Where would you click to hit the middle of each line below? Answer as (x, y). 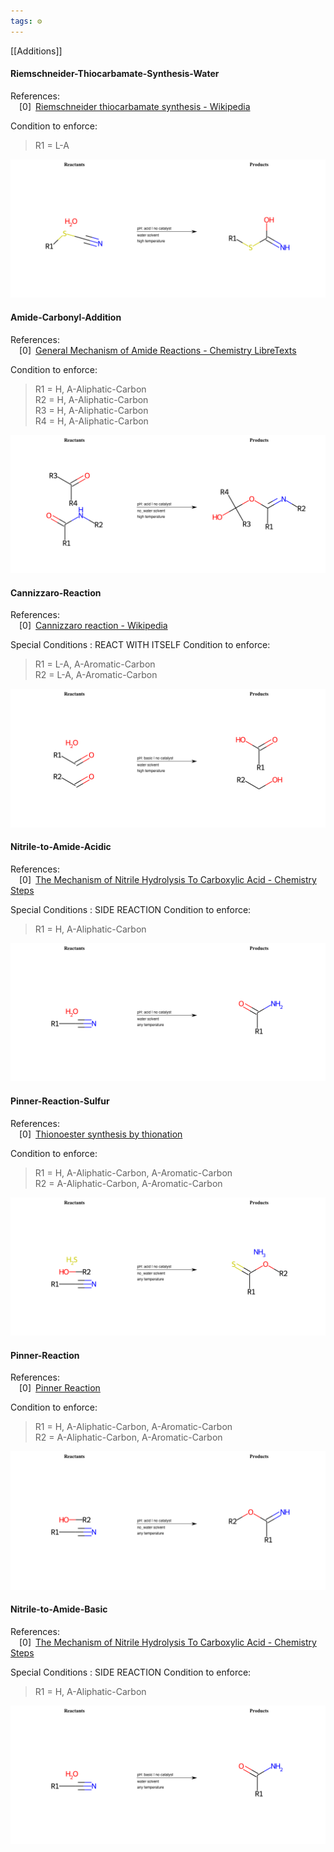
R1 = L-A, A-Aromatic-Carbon (95, 664)
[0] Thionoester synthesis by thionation (101, 1134)
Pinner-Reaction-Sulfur (60, 1101)
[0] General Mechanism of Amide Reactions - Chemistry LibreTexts (158, 350)
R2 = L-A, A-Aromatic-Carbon (96, 675)
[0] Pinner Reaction (60, 1388)
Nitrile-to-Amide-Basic (59, 1609)
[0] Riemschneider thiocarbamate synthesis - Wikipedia (135, 106)
